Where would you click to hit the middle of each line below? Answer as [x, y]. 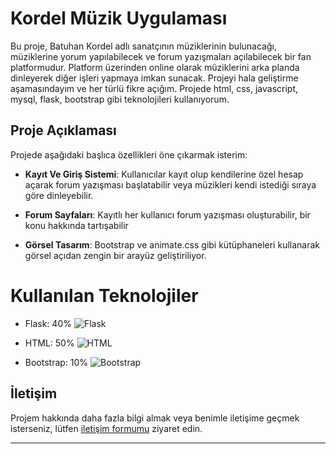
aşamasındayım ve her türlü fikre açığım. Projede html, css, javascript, [154, 88]
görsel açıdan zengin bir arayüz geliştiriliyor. [115, 255]
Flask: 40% [48, 323]
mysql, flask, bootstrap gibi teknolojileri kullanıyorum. [120, 99]
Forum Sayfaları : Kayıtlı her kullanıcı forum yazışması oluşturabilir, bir [167, 214]
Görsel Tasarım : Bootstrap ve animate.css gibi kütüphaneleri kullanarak [172, 244]
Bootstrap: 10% [56, 362]
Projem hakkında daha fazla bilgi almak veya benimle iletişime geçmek [155, 418]
